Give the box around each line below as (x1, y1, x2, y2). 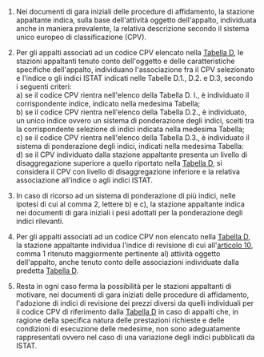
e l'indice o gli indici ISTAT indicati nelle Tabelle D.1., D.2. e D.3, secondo (15, 74, 254, 82)
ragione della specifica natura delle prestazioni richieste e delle (15, 315, 225, 325)
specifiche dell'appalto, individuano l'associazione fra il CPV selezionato (15, 65, 255, 74)
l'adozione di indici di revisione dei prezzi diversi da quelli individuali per (15, 299, 254, 307)
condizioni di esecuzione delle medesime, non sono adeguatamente (15, 324, 241, 333)
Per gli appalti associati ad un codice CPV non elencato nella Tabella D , (15, 232, 250, 241)
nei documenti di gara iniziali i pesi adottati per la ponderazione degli (15, 208, 243, 217)
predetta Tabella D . (15, 266, 79, 275)
